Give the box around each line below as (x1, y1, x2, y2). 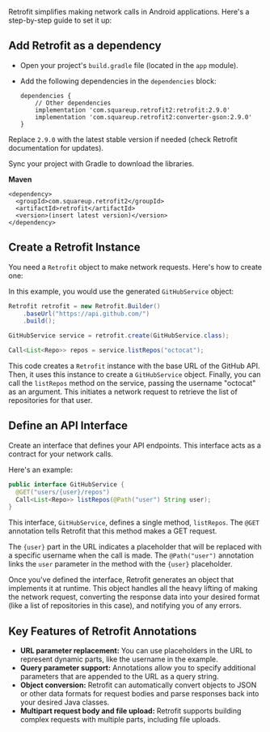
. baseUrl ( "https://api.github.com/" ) (23, 310, 150, 318)
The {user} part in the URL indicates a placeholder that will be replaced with (8, 542, 262, 552)
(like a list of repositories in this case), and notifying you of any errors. (8, 601, 242, 610)
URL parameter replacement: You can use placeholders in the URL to (19, 646, 253, 656)
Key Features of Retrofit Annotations (8, 624, 197, 638)
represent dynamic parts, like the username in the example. (19, 654, 218, 664)
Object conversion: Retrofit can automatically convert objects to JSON (19, 680, 257, 690)
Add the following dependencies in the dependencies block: (19, 76, 217, 86)
